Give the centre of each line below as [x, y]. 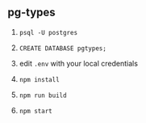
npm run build [43, 95]
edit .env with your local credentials [79, 63]
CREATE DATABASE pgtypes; [63, 48]
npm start [36, 111]
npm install [39, 79]
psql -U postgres [48, 32]
